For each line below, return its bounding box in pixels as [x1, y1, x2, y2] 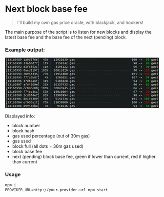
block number [12, 122, 41, 128]
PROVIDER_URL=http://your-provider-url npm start [5, 187, 108, 192]
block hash [12, 128, 35, 134]
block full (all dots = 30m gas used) [12, 143, 84, 149]
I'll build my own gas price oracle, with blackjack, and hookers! [17, 20, 143, 25]
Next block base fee [5, 3, 88, 15]
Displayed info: [5, 113, 35, 119]
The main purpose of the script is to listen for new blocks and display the [5, 29, 152, 35]
